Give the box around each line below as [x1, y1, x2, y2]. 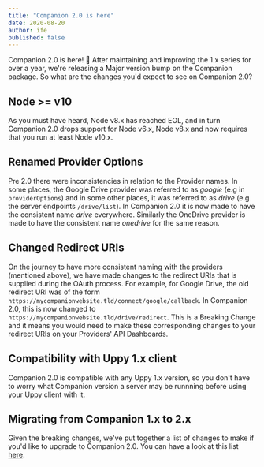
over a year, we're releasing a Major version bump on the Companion [8, 64, 232, 73]
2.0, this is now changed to [8, 304, 96, 313]
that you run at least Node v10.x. [8, 133, 113, 142]
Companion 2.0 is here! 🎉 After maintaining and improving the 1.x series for [8, 55, 252, 65]
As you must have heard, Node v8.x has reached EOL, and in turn [8, 116, 221, 125]
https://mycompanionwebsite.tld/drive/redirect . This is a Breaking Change [8, 312, 256, 322]
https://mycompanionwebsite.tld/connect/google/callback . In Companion [8, 295, 248, 304]
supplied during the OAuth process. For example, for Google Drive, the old [8, 278, 250, 288]
